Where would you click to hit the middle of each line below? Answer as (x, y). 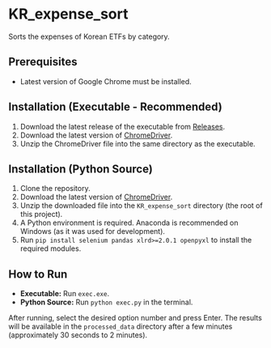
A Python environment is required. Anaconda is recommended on (129, 223)
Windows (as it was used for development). (93, 231)
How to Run (38, 274)
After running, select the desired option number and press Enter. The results (135, 318)
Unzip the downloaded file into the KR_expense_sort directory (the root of (141, 206)
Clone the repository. (55, 189)
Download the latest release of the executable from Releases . (123, 126)
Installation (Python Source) (81, 169)
